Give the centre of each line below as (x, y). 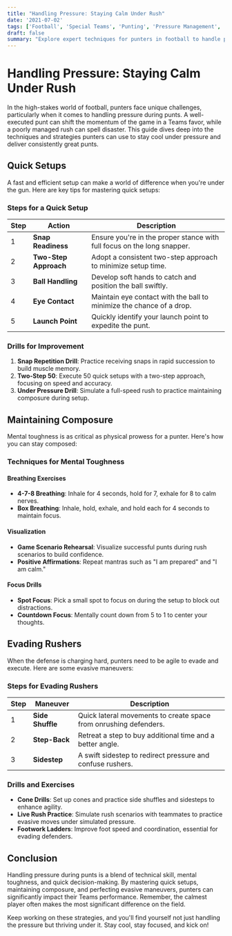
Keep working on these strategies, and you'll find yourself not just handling (114, 918)
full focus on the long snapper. (141, 246)
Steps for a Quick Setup (48, 208)
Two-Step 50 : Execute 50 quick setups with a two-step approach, (111, 376)
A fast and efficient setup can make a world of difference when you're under (116, 182)
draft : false (26, 33)
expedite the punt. (120, 326)
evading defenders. (45, 836)
